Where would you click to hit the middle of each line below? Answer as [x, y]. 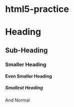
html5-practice [37, 9]
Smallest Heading [24, 88]
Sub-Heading [26, 50]
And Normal [17, 100]
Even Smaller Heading [29, 76]
